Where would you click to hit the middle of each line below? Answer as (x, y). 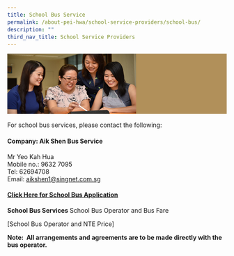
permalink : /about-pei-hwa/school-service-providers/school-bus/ (104, 22)
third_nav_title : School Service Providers (71, 37)
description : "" (31, 29)
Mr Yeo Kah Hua (31, 156)
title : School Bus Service (46, 15)
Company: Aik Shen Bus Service (55, 141)
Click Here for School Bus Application (63, 195)
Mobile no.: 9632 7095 (40, 164)
